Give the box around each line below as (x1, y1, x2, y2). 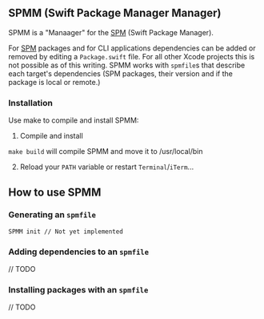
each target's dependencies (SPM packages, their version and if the (8, 68, 234, 79)
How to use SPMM (8, 185, 102, 199)
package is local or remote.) (8, 77, 101, 87)
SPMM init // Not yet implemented (8, 228, 124, 236)
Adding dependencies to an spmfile (8, 246, 150, 257)
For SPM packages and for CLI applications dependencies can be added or (8, 43, 256, 53)
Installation (8, 97, 54, 108)
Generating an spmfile (8, 209, 96, 220)
